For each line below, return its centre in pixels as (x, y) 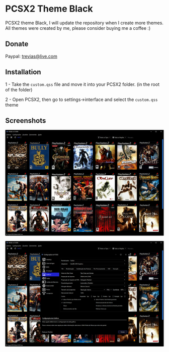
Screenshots (26, 120)
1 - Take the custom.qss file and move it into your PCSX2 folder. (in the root (82, 84)
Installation (23, 72)
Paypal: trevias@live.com (31, 56)
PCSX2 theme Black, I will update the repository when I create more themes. (84, 23)
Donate (17, 44)
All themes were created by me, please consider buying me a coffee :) (78, 28)
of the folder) (19, 89)
